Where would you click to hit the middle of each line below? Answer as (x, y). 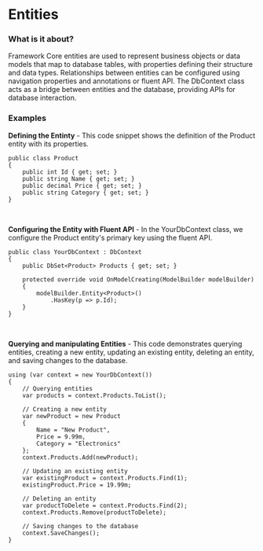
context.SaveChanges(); (61, 533)
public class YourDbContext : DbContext (75, 252)
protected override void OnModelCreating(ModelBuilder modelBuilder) (139, 279)
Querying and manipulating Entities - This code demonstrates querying (125, 343)
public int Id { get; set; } (70, 172)
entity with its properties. (48, 144)
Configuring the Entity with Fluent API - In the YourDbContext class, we (126, 229)
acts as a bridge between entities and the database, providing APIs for (122, 90)
